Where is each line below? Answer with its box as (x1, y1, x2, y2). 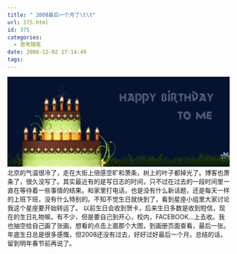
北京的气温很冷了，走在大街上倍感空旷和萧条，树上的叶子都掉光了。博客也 (7, 169, 224, 177)
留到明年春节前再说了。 (7, 239, 75, 248)
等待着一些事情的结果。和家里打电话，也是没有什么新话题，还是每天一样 (19, 186, 230, 195)
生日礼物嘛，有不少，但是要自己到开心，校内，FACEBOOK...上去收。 (19, 212, 219, 222)
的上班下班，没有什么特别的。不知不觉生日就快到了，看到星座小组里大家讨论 (7, 195, 230, 204)
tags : (7, 56, 23, 64)
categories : (7, 34, 42, 41)
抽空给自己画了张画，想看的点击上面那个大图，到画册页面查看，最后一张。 (13, 222, 230, 230)
